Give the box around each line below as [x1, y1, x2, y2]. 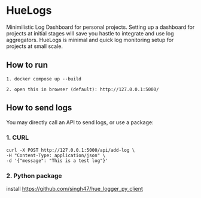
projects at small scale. [6, 43, 63, 50]
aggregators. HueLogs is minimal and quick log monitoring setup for [6, 36, 174, 43]
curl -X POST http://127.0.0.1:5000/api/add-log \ [6, 147, 135, 153]
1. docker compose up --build [6, 76, 82, 82]
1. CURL [6, 133, 29, 142]
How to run [6, 60, 48, 70]
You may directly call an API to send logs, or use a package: [6, 118, 154, 126]
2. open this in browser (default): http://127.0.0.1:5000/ [6, 86, 160, 92]
